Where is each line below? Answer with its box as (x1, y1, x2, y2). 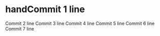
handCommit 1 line (5, 4, 85, 15)
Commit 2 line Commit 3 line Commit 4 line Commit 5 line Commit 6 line (5, 20, 155, 26)
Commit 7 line (5, 25, 35, 31)
